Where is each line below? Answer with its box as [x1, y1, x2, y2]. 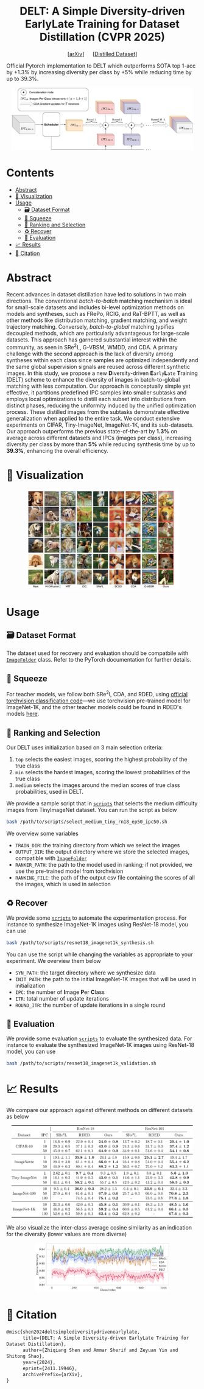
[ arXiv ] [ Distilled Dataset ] [67, 50, 138, 57]
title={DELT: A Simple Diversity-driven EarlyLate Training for [22, 1335, 189, 1341]
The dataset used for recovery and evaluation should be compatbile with [6, 649, 189, 657]
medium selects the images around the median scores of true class [15, 781, 180, 789]
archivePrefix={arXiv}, [22, 1371, 83, 1377]
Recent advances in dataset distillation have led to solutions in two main [6, 291, 187, 298]
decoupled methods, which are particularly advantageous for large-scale [6, 330, 190, 337]
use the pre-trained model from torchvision [15, 867, 124, 875]
